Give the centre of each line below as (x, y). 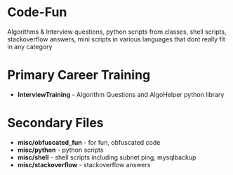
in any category (30, 46)
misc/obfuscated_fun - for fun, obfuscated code (89, 142)
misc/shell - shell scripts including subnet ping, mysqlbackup (107, 157)
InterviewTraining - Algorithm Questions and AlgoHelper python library (121, 94)
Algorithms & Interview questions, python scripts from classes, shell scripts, (117, 32)
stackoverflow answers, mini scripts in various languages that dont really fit (116, 39)
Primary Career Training (79, 75)
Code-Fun (37, 12)
